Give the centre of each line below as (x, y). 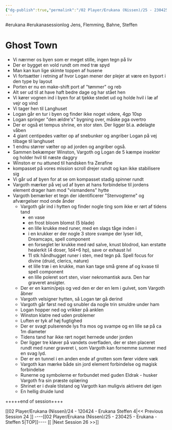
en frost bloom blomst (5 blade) (61, 223)
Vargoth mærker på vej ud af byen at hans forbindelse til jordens (81, 184)
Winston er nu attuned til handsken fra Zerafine (62, 163)
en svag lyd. (33, 353)
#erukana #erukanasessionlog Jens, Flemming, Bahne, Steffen (71, 25)
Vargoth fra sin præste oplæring (54, 380)
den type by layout (33, 81)
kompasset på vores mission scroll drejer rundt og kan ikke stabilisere (86, 168)
